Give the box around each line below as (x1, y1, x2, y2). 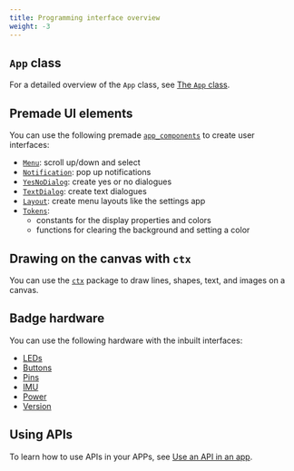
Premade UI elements (9, 105, 133, 121)
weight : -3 (9, 22, 51, 31)
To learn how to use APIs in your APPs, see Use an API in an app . (9, 451, 253, 462)
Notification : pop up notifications (22, 167, 152, 178)
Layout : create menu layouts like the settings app (22, 196, 206, 207)
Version (22, 400, 52, 411)
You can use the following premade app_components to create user (9, 130, 256, 141)
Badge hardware (9, 310, 105, 327)
